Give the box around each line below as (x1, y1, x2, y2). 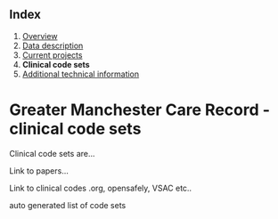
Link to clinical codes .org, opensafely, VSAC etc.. (9, 182, 192, 193)
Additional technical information (21, 69, 140, 79)
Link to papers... (9, 165, 69, 176)
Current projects (21, 49, 83, 61)
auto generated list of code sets (9, 199, 127, 210)
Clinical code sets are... (9, 148, 95, 158)
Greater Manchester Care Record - (9, 100, 270, 119)
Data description (21, 40, 84, 51)
